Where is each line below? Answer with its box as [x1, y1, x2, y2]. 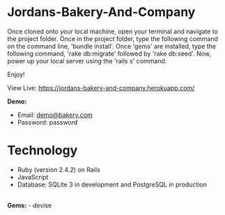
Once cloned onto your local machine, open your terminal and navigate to [7, 27, 218, 35]
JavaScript [17, 173, 49, 181]
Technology [7, 143, 78, 159]
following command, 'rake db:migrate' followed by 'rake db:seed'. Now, [7, 49, 211, 58]
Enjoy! [7, 70, 26, 79]
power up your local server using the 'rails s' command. [7, 56, 167, 65]
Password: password [17, 118, 78, 126]
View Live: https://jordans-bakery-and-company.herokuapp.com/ [7, 83, 195, 92]
